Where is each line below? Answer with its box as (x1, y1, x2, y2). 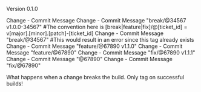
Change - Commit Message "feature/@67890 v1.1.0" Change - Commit (6, 42, 183, 50)
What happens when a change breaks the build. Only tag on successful (6, 74, 185, 80)
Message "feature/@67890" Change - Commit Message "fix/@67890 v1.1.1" (6, 49, 196, 56)
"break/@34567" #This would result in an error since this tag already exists (6, 36, 194, 43)
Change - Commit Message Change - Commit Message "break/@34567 (6, 17, 186, 24)
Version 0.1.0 (6, 5, 38, 12)
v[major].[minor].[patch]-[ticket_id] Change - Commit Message (6, 30, 164, 37)
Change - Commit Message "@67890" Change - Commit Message (6, 56, 173, 62)
